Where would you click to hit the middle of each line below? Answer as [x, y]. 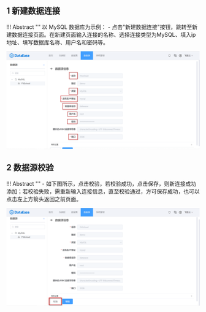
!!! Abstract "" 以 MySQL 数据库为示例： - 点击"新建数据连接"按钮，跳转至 [99, 27]
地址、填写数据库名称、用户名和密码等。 [57, 42]
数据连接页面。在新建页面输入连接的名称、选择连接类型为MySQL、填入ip [104, 34]
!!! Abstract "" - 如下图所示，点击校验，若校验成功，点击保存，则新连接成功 [101, 183]
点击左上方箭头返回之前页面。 [44, 199]
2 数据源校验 [30, 168]
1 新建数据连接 [33, 11]
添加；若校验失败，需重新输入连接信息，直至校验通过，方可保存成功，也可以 [103, 191]
